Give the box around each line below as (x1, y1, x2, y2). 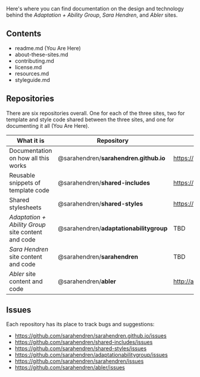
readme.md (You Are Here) (14, 44, 82, 51)
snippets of (9, 179, 41, 187)
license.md (14, 63, 42, 71)
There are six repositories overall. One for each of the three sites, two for (6, 109, 185, 117)
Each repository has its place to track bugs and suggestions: (6, 321, 155, 328)
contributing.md (14, 57, 55, 65)
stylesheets (9, 203, 42, 212)
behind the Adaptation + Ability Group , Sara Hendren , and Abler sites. (6, 11, 178, 19)
